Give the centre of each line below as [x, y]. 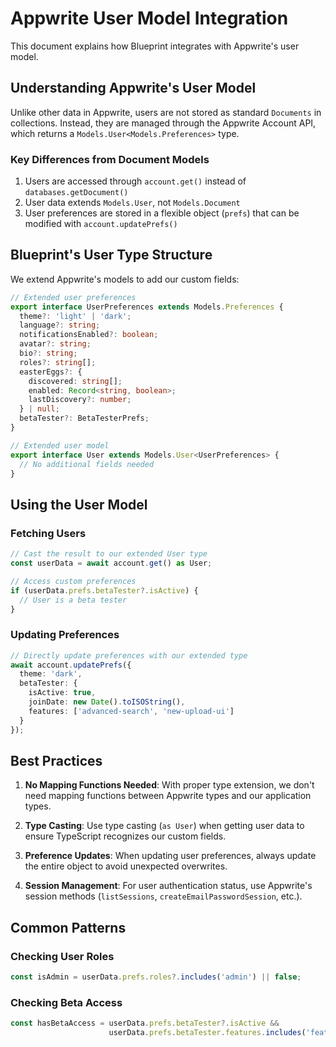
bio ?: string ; [48, 353]
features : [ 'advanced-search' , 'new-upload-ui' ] [131, 711]
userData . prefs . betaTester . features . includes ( [207, 1033]
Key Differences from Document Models [110, 159]
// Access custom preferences [73, 581]
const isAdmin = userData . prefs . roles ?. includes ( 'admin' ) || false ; [156, 977]
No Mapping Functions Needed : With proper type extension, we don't [169, 785]
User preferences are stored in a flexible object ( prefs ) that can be [162, 213]
